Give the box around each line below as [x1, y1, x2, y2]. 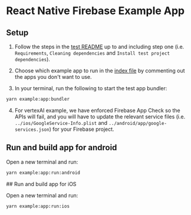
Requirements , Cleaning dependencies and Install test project [14, 49, 170, 57]
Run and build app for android [6, 143, 117, 153]
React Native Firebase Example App [6, 4, 185, 18]
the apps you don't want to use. [14, 74, 92, 80]
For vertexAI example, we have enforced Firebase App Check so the [14, 107, 181, 114]
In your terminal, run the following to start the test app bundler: [14, 85, 167, 92]
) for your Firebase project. [49, 125, 114, 133]
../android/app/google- [108, 120, 167, 126]
